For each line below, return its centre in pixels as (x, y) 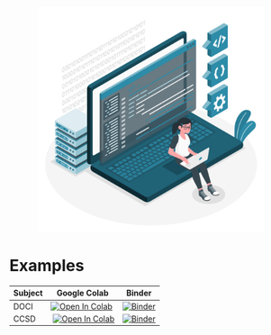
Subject (28, 293)
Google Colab (83, 293)
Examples (47, 266)
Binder (139, 293)
